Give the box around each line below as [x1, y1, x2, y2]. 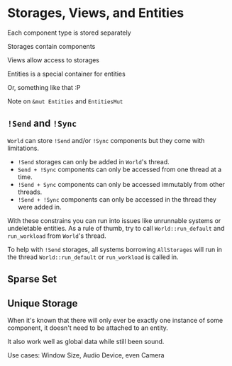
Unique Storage [7, 297, 78, 309]
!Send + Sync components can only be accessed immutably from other [17, 180, 226, 188]
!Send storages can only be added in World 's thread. [17, 157, 170, 166]
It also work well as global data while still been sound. [7, 337, 165, 345]
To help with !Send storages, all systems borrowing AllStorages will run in [7, 245, 222, 253]
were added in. [17, 202, 62, 211]
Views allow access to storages [7, 55, 99, 64]
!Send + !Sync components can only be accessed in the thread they [17, 195, 216, 203]
